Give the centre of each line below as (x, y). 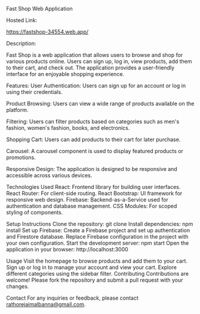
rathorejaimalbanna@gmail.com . (46, 304)
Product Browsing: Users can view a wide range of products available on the (100, 103)
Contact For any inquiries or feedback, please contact (73, 298)
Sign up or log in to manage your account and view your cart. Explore (92, 267)
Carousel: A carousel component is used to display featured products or (95, 151)
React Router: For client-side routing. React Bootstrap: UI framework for (94, 193)
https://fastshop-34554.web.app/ (47, 32)
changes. (18, 286)
